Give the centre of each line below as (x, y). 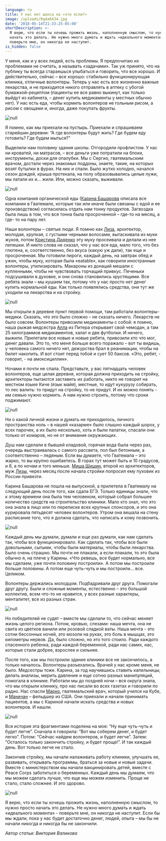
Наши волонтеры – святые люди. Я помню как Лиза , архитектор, (74, 229)
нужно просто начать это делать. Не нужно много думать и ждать (76, 808)
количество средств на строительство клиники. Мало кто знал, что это (81, 502)
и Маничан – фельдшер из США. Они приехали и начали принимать (77, 696)
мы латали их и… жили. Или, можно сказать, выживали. (65, 179)
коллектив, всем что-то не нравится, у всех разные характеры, (72, 594)
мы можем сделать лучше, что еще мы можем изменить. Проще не (77, 778)
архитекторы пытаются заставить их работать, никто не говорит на (77, 379)
